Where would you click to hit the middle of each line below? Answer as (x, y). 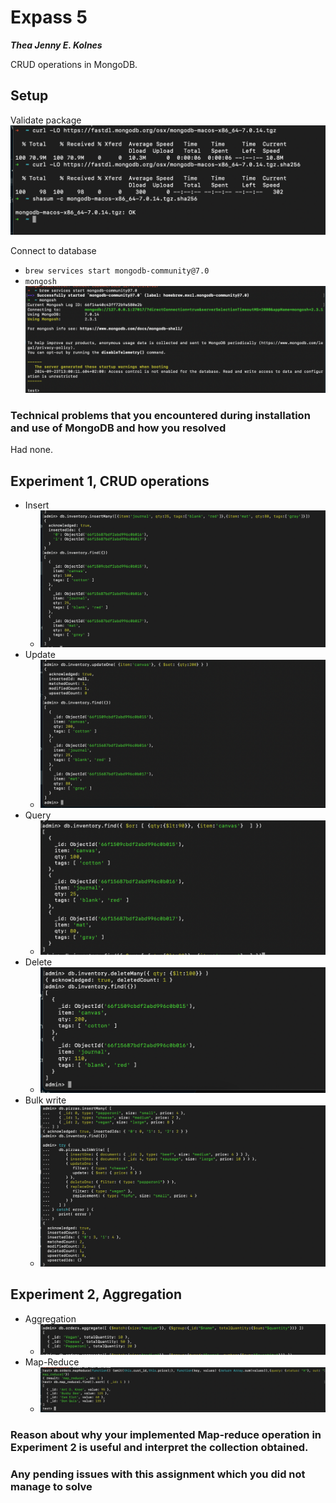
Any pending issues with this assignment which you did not (158, 1474)
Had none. (31, 450)
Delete (38, 962)
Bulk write (45, 1100)
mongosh (40, 282)
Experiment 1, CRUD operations (110, 481)
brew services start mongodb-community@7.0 (117, 271)
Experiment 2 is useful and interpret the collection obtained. (159, 1447)
